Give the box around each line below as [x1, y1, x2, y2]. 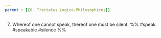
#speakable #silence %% [12, 26, 66, 33]
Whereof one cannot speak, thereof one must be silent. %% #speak [12, 21, 156, 27]
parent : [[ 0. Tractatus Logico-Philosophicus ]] [5, 7, 110, 13]
